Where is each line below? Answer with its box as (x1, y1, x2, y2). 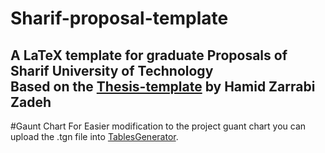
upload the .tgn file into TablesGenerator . (10, 131, 179, 142)
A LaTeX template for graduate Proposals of (10, 47, 288, 64)
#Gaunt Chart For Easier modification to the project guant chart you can (10, 120, 307, 132)
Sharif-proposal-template (10, 7, 229, 30)
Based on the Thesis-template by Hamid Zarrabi (10, 78, 316, 95)
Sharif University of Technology (10, 62, 214, 79)
